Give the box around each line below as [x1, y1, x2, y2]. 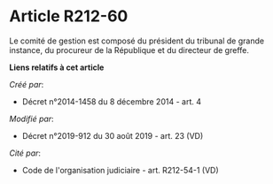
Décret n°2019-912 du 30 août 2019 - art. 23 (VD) [21, 130, 204, 141]
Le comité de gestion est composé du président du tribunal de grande [9, 35, 264, 46]
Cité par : [9, 148, 42, 158]
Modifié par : [9, 113, 55, 124]
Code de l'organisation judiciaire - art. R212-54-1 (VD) [21, 165, 219, 175]
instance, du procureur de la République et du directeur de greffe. [9, 44, 250, 55]
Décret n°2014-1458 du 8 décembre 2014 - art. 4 [21, 96, 202, 107]
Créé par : [9, 79, 44, 89]
